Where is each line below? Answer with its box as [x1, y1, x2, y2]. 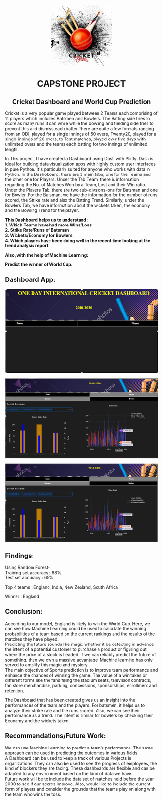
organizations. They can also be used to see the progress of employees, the [5, 760, 157, 766]
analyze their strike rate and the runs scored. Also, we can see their [5, 707, 140, 713]
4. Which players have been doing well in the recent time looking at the [5, 238, 151, 243]
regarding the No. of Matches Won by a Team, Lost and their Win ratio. [5, 182, 147, 187]
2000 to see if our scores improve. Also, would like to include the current [5, 781, 151, 787]
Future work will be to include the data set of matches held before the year [5, 776, 154, 782]
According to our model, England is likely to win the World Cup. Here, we [5, 620, 150, 627]
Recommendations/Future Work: [5, 732, 106, 740]
